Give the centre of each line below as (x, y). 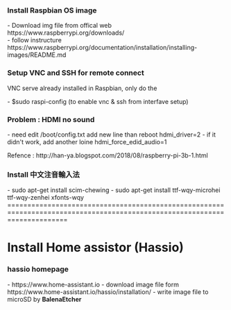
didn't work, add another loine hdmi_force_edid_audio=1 (87, 141)
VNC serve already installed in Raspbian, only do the (82, 88)
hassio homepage (38, 269)
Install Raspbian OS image (52, 10)
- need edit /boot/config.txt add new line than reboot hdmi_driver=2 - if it (112, 135)
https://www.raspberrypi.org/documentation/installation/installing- (102, 48)
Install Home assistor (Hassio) (95, 248)
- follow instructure (35, 40)
